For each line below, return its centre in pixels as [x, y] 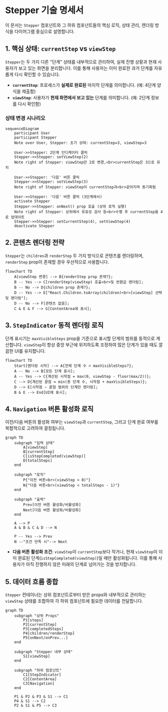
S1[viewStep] [37, 656]
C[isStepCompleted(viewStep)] [54, 456]
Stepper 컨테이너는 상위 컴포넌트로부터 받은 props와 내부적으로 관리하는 [76, 595]
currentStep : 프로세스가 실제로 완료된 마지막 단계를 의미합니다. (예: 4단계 [84, 85]
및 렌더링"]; [17, 298]
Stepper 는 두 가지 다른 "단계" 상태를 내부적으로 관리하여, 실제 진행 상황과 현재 [81, 62]
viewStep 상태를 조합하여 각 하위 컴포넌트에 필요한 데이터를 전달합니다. [74, 601]
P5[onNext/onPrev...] [46, 638]
